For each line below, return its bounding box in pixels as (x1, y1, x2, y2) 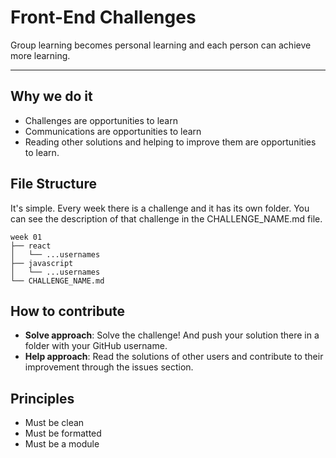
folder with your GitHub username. (24, 340, 168, 352)
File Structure (10, 176, 97, 193)
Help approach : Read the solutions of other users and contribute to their (24, 351, 324, 363)
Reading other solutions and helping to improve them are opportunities (24, 136, 317, 148)
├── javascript (10, 258, 74, 268)
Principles (10, 390, 75, 407)
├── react (10, 241, 52, 251)
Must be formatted (24, 427, 102, 440)
